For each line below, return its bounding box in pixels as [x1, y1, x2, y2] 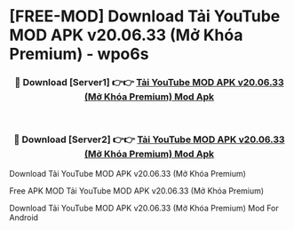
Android [9, 211, 38, 223]
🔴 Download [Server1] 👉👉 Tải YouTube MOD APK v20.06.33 [14, 76, 284, 89]
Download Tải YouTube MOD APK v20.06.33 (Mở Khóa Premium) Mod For [9, 202, 280, 213]
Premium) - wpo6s [9, 44, 149, 64]
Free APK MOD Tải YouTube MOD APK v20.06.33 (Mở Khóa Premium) [9, 185, 265, 196]
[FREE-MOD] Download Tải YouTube [9, 6, 281, 27]
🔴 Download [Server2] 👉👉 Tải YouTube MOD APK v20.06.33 [12, 133, 286, 146]
